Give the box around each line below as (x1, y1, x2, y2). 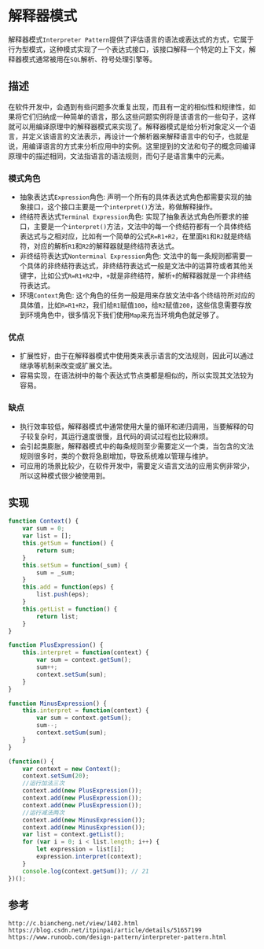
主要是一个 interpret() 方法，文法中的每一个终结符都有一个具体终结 (33, 222, 251, 231)
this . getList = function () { (22, 605, 118, 613)
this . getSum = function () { (22, 540, 114, 548)
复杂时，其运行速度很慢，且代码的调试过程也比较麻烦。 (33, 431, 213, 441)
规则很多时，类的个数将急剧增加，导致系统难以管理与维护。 (19, 451, 213, 460)
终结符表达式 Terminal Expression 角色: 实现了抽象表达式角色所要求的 (19, 212, 242, 221)
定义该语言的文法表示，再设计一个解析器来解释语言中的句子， (28, 131, 229, 141)
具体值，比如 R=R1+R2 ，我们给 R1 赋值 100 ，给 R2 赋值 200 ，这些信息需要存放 (19, 301, 252, 310)
